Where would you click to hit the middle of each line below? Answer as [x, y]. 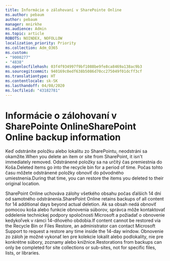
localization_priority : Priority [41, 43]
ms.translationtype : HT [31, 76]
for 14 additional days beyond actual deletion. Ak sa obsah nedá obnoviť [81, 205]
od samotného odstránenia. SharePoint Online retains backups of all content [84, 199]
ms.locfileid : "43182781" [33, 90]
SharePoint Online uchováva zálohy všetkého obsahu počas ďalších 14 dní [83, 193]
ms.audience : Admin [26, 29]
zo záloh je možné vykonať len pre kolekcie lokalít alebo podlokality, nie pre [84, 237]
